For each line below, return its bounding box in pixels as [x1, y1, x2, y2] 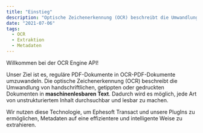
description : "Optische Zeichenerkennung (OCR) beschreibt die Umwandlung [6, 15, 199, 21]
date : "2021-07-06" [6, 20, 56, 26]
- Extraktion [11, 37, 45, 43]
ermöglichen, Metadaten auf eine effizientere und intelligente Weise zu [6, 114, 182, 122]
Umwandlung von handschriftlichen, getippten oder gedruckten [6, 83, 165, 91]
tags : [6, 25, 20, 32]
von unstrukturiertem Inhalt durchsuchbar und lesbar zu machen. [6, 96, 169, 103]
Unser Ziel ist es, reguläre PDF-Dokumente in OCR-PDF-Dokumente [6, 71, 176, 78]
